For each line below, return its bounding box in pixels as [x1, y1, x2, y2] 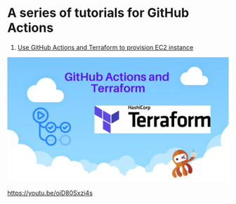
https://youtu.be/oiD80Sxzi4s [7, 189, 93, 198]
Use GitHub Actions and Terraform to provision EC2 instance [17, 43, 194, 51]
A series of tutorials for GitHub [7, 5, 190, 21]
